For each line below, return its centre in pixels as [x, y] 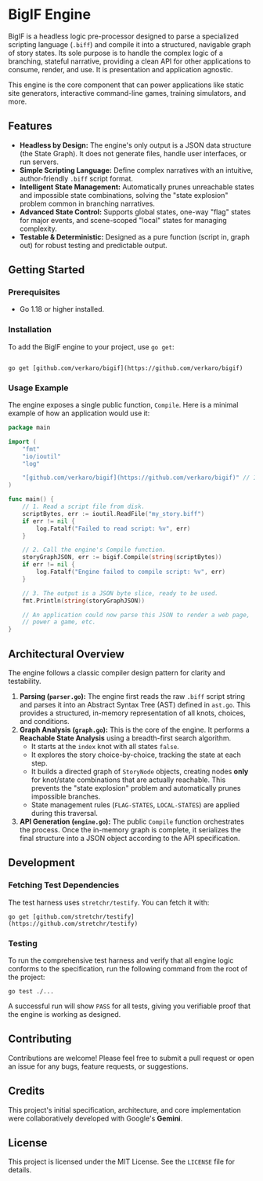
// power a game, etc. [59, 622]
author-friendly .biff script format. [76, 178]
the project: [27, 977]
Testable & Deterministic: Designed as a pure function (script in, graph [135, 236]
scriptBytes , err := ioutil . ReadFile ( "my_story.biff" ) [113, 514]
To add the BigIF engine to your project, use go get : [91, 346]
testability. [25, 681]
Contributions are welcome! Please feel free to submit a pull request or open [131, 1058]
